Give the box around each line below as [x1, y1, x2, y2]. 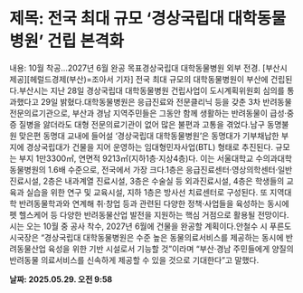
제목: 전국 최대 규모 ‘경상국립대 [9, 8, 224, 29]
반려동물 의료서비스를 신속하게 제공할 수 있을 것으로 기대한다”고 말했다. [9, 254, 260, 265]
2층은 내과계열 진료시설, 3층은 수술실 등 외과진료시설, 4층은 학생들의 [43, 175, 285, 186]
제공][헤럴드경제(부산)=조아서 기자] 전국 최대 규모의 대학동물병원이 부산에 [9, 73, 269, 84]
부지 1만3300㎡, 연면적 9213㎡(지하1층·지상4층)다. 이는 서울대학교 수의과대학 [18, 153, 292, 164]
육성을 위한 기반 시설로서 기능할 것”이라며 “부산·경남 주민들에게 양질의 [48, 243, 294, 254]
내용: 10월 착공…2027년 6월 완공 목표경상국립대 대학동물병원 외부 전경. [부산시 [9, 62, 288, 73]
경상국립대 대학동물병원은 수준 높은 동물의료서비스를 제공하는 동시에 [43, 232, 284, 242]
